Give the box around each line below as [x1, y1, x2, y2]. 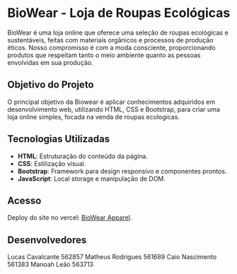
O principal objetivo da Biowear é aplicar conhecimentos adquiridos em [7, 97, 216, 106]
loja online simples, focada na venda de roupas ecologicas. [7, 112, 180, 121]
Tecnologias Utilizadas [7, 133, 110, 145]
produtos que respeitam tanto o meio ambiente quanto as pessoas [7, 51, 201, 59]
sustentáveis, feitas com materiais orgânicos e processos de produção [7, 35, 214, 44]
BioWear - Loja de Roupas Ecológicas [7, 5, 231, 21]
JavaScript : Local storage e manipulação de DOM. [17, 174, 166, 183]
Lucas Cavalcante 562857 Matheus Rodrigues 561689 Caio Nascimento [7, 253, 217, 261]
